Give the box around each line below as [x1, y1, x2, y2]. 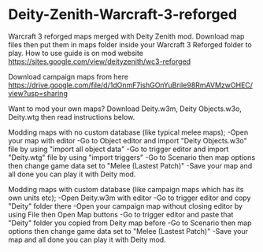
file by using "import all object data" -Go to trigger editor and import [8, 144, 229, 154]
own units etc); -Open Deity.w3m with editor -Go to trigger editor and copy [8, 193, 251, 202]
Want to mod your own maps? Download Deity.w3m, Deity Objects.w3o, [8, 104, 243, 113]
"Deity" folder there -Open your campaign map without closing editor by [8, 201, 243, 210]
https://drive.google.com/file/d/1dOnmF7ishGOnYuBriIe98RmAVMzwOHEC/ [8, 80, 254, 90]
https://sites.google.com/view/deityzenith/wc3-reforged [8, 57, 191, 66]
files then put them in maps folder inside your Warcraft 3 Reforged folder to [8, 39, 252, 49]
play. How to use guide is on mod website [8, 48, 144, 57]
